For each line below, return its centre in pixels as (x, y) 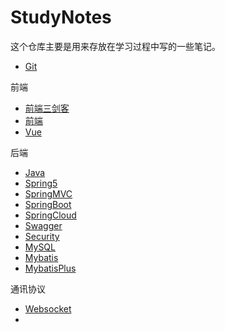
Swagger (43, 225)
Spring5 (41, 183)
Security (42, 236)
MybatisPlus (50, 268)
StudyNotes (61, 17)
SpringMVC (48, 193)
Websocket (48, 308)
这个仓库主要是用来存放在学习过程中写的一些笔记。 (115, 46)
